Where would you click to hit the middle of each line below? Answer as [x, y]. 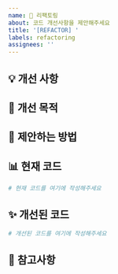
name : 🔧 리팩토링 [33, 15]
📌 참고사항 [32, 260]
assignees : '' [31, 45]
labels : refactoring [42, 37]
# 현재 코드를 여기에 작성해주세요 [55, 189]
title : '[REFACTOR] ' [44, 30]
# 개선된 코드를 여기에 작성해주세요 [57, 233]
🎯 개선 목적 [33, 107]
